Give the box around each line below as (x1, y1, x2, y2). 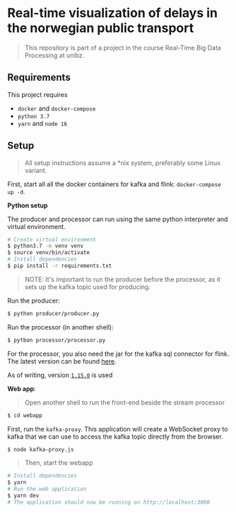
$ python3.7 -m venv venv (7, 242, 83, 249)
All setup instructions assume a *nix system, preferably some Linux (24, 158, 221, 167)
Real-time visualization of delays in (7, 5, 218, 21)
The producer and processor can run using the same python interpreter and (7, 215, 228, 223)
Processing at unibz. (24, 51, 85, 60)
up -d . (7, 187, 25, 196)
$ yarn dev (7, 492, 40, 500)
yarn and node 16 (17, 119, 68, 128)
